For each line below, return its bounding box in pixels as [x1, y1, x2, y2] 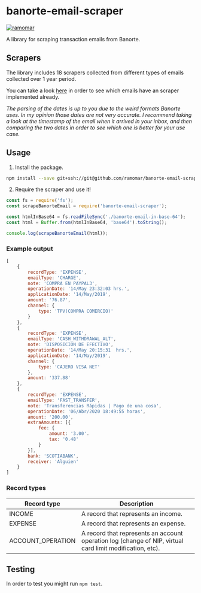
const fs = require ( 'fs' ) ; [6, 198, 74, 204]
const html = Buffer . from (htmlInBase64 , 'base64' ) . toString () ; [6, 220, 167, 226]
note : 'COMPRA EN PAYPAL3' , [28, 280, 98, 286]
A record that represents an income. [81, 509, 182, 518]
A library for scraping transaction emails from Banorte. [6, 35, 141, 43]
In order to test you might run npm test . [6, 580, 103, 588]
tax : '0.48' [48, 436, 79, 443]
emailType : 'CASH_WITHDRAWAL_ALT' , [28, 336, 117, 342]
